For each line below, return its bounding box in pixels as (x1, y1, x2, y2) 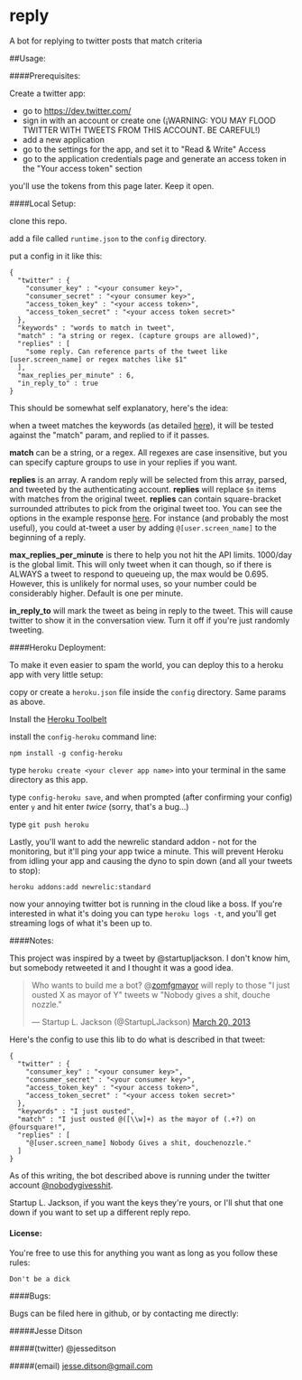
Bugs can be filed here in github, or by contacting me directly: (9, 1308, 239, 1319)
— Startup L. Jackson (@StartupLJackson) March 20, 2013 (31, 1016, 251, 1027)
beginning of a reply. (9, 531, 87, 542)
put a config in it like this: (9, 250, 103, 261)
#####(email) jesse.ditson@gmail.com (9, 1361, 153, 1372)
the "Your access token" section (22, 163, 142, 174)
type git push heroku (9, 819, 89, 830)
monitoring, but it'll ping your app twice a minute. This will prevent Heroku (9, 846, 284, 857)
